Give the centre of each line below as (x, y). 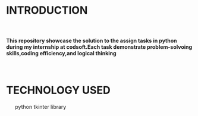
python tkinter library (40, 107)
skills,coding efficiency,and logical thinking (62, 53)
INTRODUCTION (47, 10)
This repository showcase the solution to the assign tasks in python (92, 40)
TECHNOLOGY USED (59, 90)
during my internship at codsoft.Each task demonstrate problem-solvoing (99, 47)
